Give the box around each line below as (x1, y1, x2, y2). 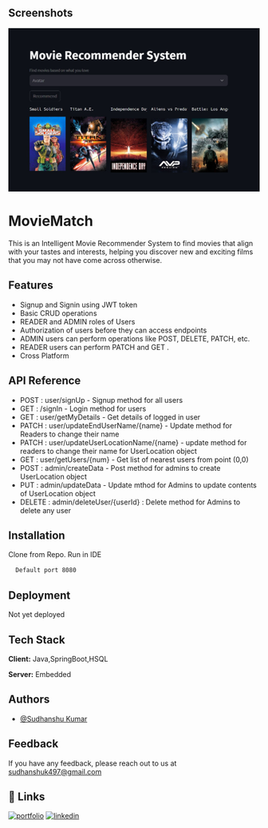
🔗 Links (8, 790, 45, 803)
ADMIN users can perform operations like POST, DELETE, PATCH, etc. (19, 333, 250, 343)
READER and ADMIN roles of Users (19, 316, 136, 326)
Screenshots (8, 6, 73, 20)
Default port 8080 (15, 567, 77, 575)
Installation (8, 529, 65, 543)
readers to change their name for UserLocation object (19, 446, 198, 456)
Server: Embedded (8, 669, 72, 679)
